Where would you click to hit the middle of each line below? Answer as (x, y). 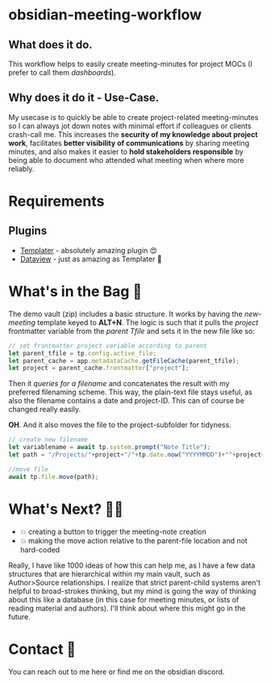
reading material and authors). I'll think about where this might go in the (127, 608)
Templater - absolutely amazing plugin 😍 (88, 250)
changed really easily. (45, 410)
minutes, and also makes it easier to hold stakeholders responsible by (126, 152)
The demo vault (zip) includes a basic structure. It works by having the (126, 314)
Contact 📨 (42, 649)
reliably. (21, 169)
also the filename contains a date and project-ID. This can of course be (126, 401)
